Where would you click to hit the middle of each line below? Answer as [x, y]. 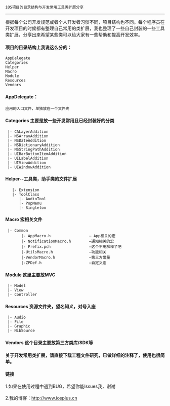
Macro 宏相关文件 [24, 219]
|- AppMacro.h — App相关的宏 [68, 236]
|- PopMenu [30, 203]
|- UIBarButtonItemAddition [37, 154]
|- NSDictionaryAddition [33, 145]
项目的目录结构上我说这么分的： [38, 47]
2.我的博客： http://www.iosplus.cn [41, 398]
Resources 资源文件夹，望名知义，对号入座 [51, 306]
